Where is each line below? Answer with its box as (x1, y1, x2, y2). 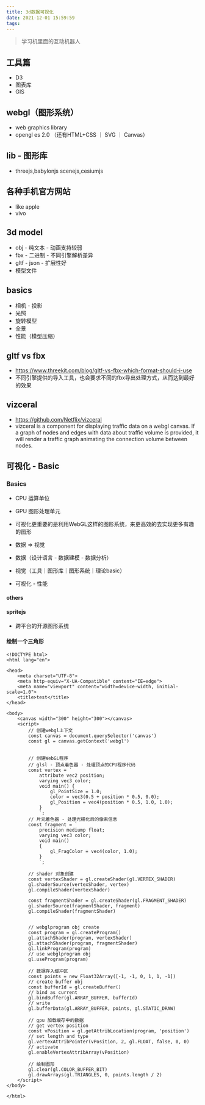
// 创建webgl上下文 (28, 727, 73, 733)
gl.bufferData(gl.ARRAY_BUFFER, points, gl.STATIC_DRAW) (28, 1005, 176, 1012)
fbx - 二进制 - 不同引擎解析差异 (15, 251, 93, 259)
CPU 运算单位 (15, 494, 50, 502)
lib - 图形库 (6, 151, 48, 161)
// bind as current (28, 989, 78, 995)
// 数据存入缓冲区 (28, 968, 68, 974)
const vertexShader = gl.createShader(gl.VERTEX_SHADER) (28, 876, 176, 882)
